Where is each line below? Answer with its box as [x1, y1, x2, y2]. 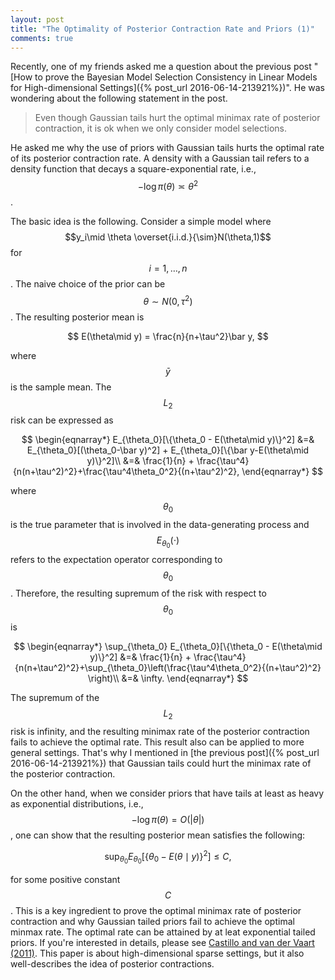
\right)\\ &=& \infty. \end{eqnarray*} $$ [87, 672, 249, 684]
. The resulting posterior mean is [10, 311, 145, 323]
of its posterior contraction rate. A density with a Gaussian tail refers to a [10, 152, 310, 165]
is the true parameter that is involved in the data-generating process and [10, 519, 310, 531]
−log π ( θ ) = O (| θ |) [131, 813, 205, 825]
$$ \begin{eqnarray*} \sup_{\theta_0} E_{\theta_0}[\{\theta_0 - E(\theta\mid [13, 641, 323, 652]
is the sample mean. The [10, 381, 112, 393]
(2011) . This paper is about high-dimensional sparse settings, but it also [10, 947, 305, 959]
